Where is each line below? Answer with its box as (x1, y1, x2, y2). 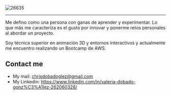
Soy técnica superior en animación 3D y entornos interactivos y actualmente (5, 40, 165, 45)
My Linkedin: (12, 78, 40, 84)
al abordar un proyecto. (5, 30, 54, 36)
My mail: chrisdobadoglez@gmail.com (12, 73, 93, 79)
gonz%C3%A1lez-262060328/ (12, 84, 78, 90)
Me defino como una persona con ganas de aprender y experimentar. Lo (5, 19, 158, 25)
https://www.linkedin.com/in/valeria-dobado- (40, 78, 136, 84)
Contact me (5, 60, 43, 68)
